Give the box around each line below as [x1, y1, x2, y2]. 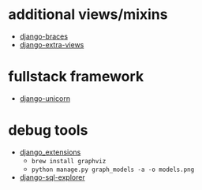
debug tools [8, 121, 88, 140]
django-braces [19, 32, 69, 41]
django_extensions [19, 147, 81, 157]
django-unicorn [19, 93, 71, 103]
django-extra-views [19, 39, 84, 49]
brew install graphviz [31, 157, 107, 165]
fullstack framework [8, 68, 144, 86]
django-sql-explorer [19, 172, 85, 182]
